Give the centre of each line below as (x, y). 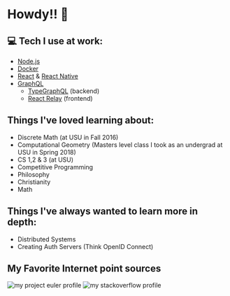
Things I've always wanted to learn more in (102, 212)
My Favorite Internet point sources (84, 269)
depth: (22, 222)
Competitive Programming (55, 167)
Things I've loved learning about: (81, 121)
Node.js (29, 61)
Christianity (34, 182)
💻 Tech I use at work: (55, 41)
